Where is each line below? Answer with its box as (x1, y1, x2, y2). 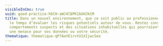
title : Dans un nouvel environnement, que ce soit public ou (5, 16, 131, 21)
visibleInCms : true (5, 7, 45, 12)
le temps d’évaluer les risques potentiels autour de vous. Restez (9, 20, 149, 25)
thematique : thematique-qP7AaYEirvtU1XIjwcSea (5, 34, 101, 39)
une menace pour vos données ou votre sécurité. (9, 29, 110, 34)
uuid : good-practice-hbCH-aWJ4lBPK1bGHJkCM (5, 11, 95, 16)
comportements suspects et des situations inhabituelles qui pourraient (9, 25, 160, 30)
